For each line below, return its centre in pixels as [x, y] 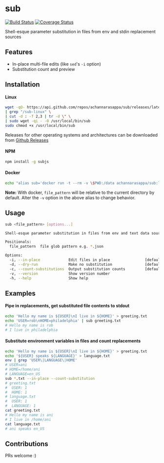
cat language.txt [23, 424]
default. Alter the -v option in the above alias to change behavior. [70, 197]
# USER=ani [16, 365]
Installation [22, 84]
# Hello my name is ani [29, 415]
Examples [20, 293]
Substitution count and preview [43, 69]
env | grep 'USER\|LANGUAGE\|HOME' [41, 360]
